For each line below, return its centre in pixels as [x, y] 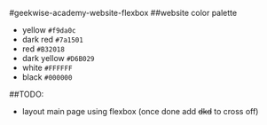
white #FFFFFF [47, 67]
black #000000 [47, 77]
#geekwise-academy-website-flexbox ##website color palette [123, 13]
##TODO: [27, 94]
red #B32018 [43, 49]
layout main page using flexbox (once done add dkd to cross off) [140, 111]
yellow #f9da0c [49, 30]
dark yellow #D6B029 [58, 58]
